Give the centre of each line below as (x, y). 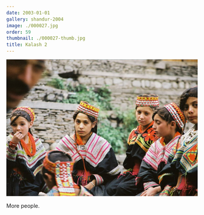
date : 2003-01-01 (28, 13)
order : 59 (19, 32)
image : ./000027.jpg (32, 25)
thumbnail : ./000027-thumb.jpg (46, 38)
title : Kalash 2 (27, 45)
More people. (23, 206)
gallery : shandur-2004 (35, 19)
